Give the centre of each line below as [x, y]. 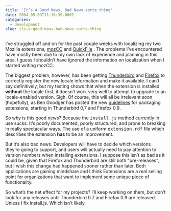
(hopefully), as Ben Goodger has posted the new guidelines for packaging [83, 102]
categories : [18, 19]
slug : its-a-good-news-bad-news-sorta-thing [53, 29]
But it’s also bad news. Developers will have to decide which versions [78, 144]
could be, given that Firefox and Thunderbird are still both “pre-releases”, [82, 161]
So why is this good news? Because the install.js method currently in [82, 118]
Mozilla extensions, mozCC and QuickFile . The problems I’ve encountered [84, 49]
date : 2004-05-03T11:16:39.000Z [40, 15]
